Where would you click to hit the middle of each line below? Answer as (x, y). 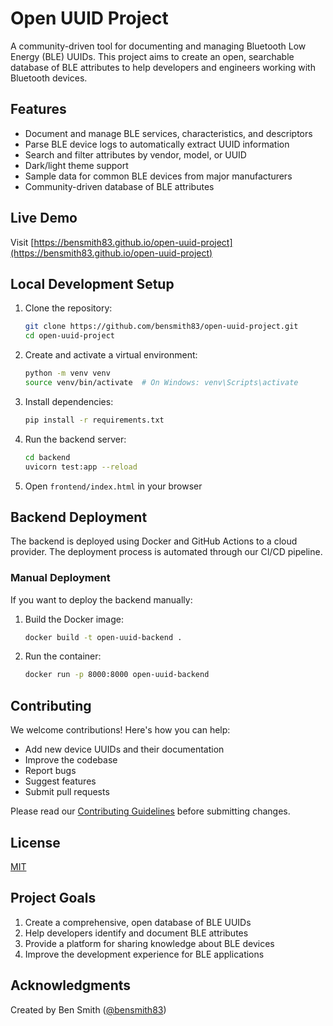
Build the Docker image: (74, 619)
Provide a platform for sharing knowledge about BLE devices (149, 943)
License (35, 842)
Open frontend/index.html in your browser (113, 486)
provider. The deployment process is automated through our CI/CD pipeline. (166, 552)
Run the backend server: (75, 439)
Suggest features (60, 781)
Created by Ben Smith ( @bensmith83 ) (88, 1009)
